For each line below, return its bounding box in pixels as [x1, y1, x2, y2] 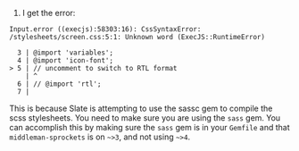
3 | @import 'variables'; [17, 48, 114, 57]
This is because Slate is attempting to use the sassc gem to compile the [9, 103, 273, 113]
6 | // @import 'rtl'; [17, 80, 102, 88]
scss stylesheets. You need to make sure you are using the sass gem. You [9, 113, 281, 123]
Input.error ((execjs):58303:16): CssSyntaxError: [9, 25, 202, 34]
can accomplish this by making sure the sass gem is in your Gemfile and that [9, 122, 290, 132]
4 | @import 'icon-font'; [17, 56, 114, 65]
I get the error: [21, 8, 76, 18]
